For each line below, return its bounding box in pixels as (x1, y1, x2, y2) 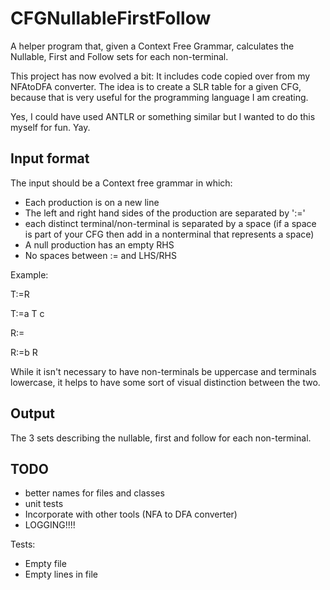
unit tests (24, 498, 64, 510)
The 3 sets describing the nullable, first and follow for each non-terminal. (10, 432, 312, 444)
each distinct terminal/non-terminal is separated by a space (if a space (24, 217, 317, 229)
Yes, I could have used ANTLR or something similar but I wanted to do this (10, 110, 316, 122)
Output (10, 405, 55, 422)
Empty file (24, 558, 67, 570)
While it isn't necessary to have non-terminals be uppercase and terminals (10, 365, 317, 377)
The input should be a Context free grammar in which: (10, 177, 233, 189)
